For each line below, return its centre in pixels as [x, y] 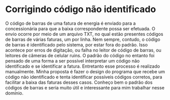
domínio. [14, 93]
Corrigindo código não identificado [81, 9]
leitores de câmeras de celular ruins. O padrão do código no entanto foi [80, 55]
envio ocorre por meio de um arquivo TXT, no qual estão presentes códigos [84, 34]
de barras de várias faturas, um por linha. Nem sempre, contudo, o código [83, 39]
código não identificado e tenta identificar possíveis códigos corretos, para [84, 77]
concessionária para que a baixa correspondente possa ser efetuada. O [80, 28]
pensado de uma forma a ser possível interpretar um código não [73, 61]
